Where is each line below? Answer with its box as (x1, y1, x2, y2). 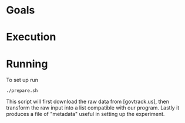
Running (6, 57, 48, 70)
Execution (6, 30, 56, 44)
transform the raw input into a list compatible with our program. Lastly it (6, 104, 180, 111)
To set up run (6, 77, 38, 84)
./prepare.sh (6, 88, 38, 94)
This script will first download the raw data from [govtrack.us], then (6, 98, 169, 105)
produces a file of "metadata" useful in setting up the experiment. (6, 111, 165, 118)
